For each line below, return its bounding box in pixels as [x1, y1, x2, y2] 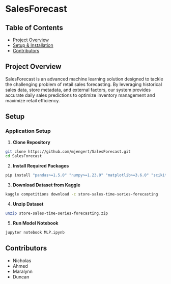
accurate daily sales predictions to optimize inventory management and [5, 92, 155, 98]
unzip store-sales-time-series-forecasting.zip [5, 211, 108, 216]
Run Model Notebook [12, 220, 59, 226]
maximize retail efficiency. [5, 97, 60, 103]
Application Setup [5, 128, 51, 135]
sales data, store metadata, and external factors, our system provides [5, 87, 151, 93]
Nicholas [12, 258, 32, 264]
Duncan [12, 273, 30, 280]
